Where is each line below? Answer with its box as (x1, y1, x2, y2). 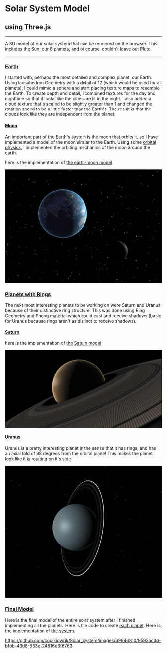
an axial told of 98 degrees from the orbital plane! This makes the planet (5, 450, 153, 456)
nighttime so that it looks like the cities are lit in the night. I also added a (5, 96, 152, 102)
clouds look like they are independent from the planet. (5, 111, 116, 117)
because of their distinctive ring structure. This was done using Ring (5, 307, 145, 313)
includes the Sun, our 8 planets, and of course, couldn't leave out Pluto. (5, 46, 152, 52)
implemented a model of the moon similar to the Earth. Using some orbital (5, 139, 156, 145)
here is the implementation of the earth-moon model (5, 159, 113, 165)
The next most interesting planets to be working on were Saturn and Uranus (5, 302, 161, 308)
